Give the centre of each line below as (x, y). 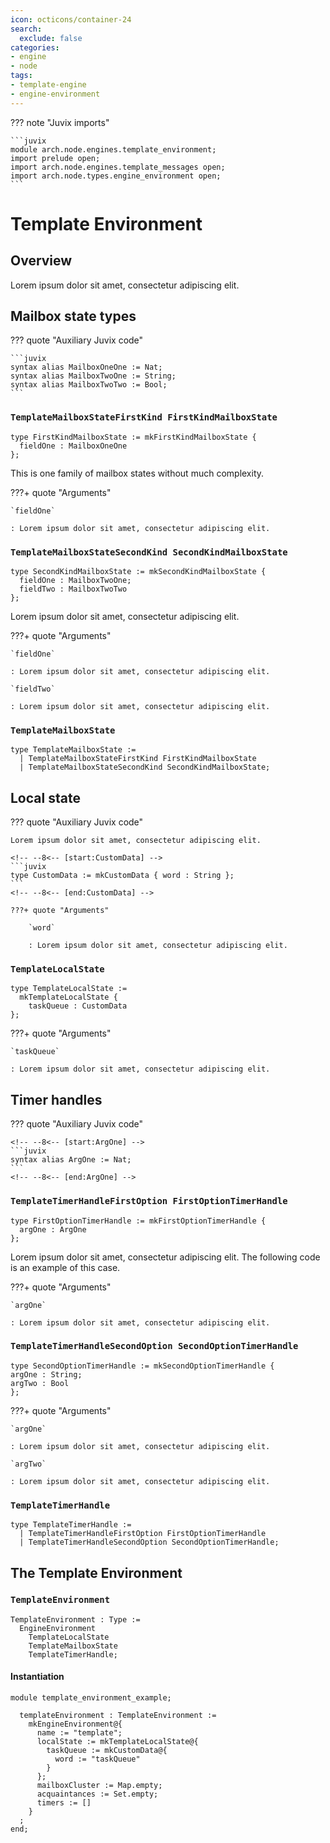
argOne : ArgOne (53, 1229)
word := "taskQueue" (97, 1759)
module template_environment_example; (91, 1698)
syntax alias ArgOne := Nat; (71, 1160)
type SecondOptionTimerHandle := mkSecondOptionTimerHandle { (142, 1366)
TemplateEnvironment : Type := (75, 1619)
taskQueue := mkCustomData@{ (107, 1751)
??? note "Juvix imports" (60, 122)
